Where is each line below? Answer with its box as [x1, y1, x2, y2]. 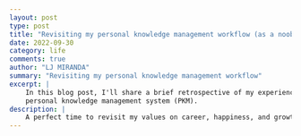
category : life [9, 47, 66, 55]
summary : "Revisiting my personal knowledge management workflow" [9, 72, 262, 81]
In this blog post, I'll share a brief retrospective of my [25, 88, 254, 97]
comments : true [9, 55, 66, 64]
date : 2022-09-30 [9, 38, 74, 47]
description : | [9, 105, 66, 114]
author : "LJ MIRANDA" [9, 64, 90, 72]
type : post [9, 21, 50, 30]
